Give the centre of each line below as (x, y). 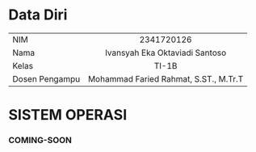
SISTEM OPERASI (68, 115)
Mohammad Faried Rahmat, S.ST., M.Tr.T (166, 78)
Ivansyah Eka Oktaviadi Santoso (166, 53)
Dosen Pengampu (46, 78)
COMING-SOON (40, 141)
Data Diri (38, 15)
